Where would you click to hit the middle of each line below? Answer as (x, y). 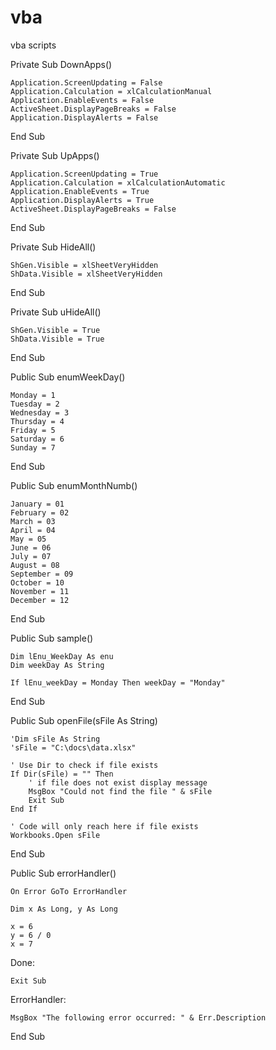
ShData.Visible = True (57, 339)
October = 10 (37, 582)
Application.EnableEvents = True (80, 191)
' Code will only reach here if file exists (104, 826)
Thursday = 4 (37, 421)
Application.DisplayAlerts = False (84, 117)
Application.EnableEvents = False (82, 100)
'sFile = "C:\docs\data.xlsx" (73, 747)
